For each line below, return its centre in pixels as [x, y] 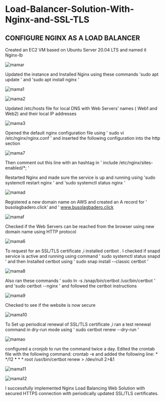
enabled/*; [16, 168]
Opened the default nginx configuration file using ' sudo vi [65, 133]
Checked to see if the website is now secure [50, 305]
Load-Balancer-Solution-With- [70, 9]
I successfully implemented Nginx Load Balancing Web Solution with [75, 388]
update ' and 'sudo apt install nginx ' [42, 80]
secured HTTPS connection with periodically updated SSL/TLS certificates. [82, 393]
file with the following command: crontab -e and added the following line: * [82, 354]
